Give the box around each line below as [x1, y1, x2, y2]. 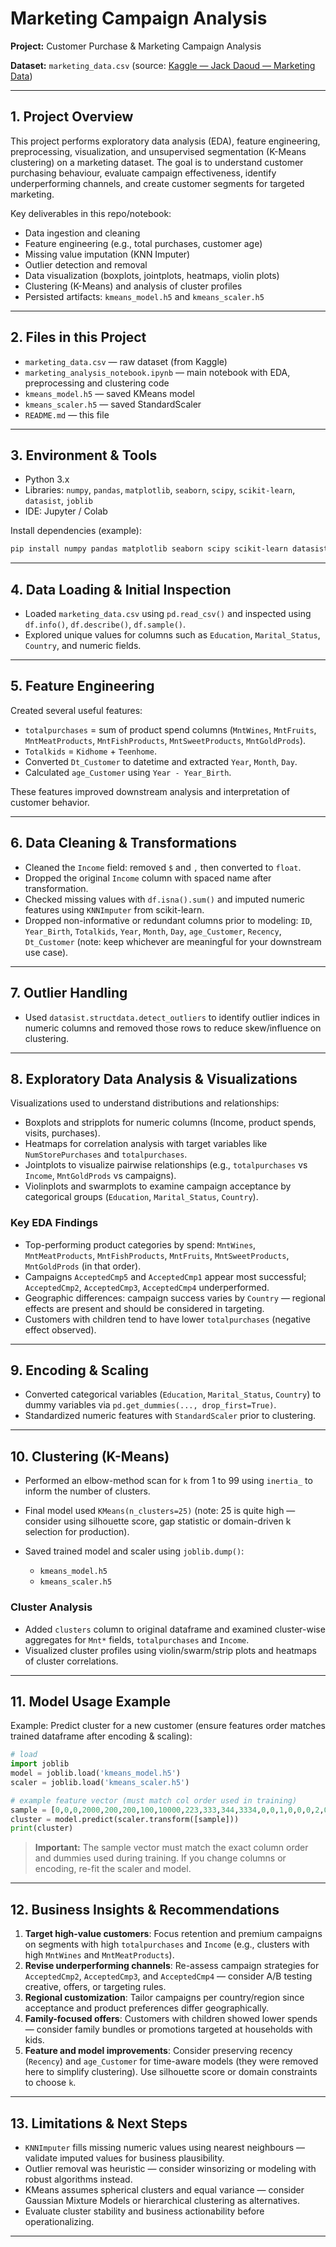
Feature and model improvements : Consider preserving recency [24, 2045, 293, 2057]
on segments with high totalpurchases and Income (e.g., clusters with [24, 1938, 310, 1951]
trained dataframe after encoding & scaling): [10, 1730, 193, 1742]
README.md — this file [24, 408, 110, 421]
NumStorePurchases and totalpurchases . [24, 1148, 188, 1161]
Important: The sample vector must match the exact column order [34, 1842, 309, 1854]
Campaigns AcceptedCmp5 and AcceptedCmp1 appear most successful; [24, 1270, 307, 1282]
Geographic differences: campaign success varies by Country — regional [24, 1292, 326, 1304]
